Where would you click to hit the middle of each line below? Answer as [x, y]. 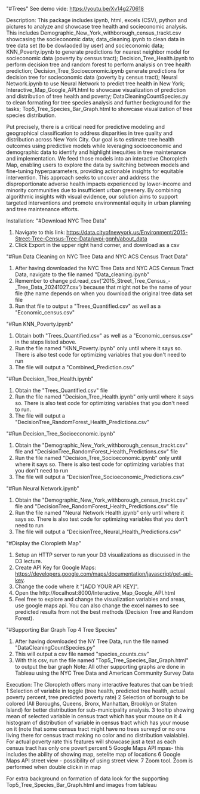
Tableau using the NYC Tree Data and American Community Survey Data [104, 673]
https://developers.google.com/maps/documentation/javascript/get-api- [104, 574]
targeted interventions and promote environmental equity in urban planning [99, 203]
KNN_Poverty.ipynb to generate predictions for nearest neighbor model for [98, 52]
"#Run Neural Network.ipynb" [43, 488]
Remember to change [41, 281]
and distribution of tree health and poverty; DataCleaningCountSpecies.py [97, 96]
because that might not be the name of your [138, 287]
